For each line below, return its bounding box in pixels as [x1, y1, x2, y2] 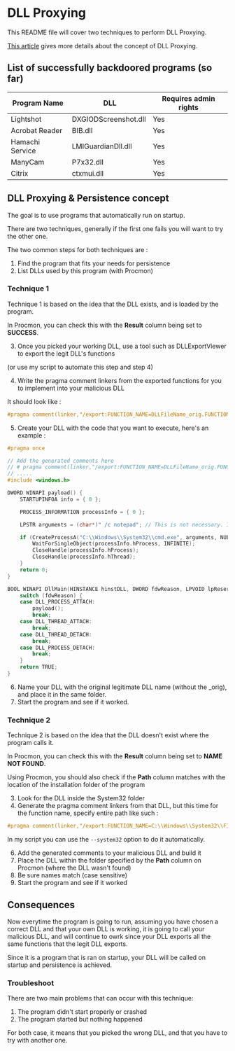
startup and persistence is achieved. [7, 961, 113, 969]
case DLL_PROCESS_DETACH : [20, 644, 96, 651]
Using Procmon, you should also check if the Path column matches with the [7, 773, 226, 781]
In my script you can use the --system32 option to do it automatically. [7, 835, 206, 844]
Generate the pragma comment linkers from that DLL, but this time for [17, 802, 219, 810]
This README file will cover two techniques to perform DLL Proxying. [7, 28, 207, 36]
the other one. [7, 232, 48, 240]
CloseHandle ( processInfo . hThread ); [32, 553, 136, 561]
